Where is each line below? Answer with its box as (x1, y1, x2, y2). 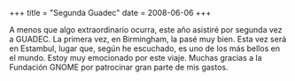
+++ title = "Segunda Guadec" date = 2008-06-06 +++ (9, 8, 212, 18)
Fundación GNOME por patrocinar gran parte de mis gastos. (9, 62, 229, 72)
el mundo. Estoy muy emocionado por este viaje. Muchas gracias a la (9, 53, 263, 63)
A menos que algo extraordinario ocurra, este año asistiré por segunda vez (9, 25, 283, 34)
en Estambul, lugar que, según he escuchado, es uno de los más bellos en (9, 43, 281, 54)
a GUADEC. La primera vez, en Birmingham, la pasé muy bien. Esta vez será (9, 34, 287, 44)
